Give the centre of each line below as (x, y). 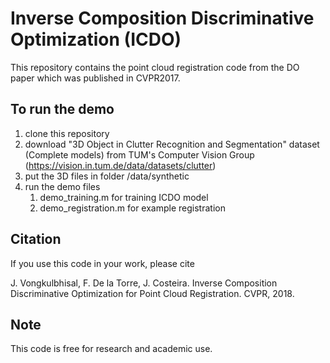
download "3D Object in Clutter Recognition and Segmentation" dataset (172, 144)
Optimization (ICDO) (96, 39)
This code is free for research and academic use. (111, 349)
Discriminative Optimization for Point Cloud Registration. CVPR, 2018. (152, 293)
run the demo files (62, 186)
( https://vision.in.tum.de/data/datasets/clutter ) (120, 165)
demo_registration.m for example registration (132, 208)
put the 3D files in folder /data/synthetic (107, 176)
